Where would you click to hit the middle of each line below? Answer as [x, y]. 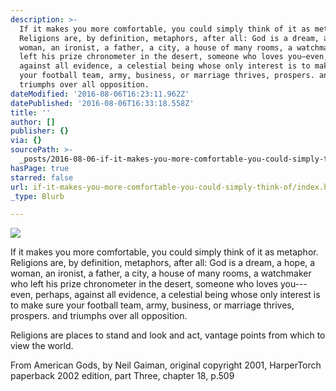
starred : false [42, 177]
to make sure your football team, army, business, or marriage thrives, [152, 305]
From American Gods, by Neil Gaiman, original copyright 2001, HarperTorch [166, 365]
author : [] [33, 122]
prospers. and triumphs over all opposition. [99, 316]
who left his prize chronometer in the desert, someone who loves [144, 284]
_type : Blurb [37, 196]
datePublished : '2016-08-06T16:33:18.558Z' [102, 103]
